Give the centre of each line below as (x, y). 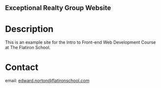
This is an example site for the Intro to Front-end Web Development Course (80, 42)
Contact (22, 67)
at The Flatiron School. (28, 48)
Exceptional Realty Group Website (58, 8)
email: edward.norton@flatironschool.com (47, 81)
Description (29, 29)
